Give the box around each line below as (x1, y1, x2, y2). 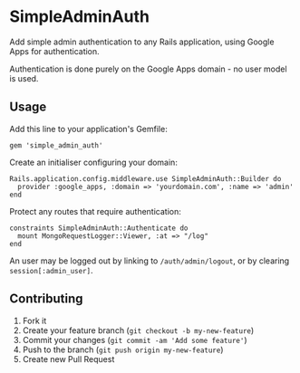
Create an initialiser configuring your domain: (9, 157, 179, 167)
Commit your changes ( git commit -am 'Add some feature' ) (22, 334, 247, 345)
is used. (9, 72, 39, 83)
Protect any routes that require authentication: (9, 206, 181, 216)
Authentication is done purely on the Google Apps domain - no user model (9, 63, 287, 74)
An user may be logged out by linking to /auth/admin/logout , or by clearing (9, 255, 290, 266)
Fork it (22, 315, 47, 326)
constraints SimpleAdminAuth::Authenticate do (9, 224, 189, 233)
